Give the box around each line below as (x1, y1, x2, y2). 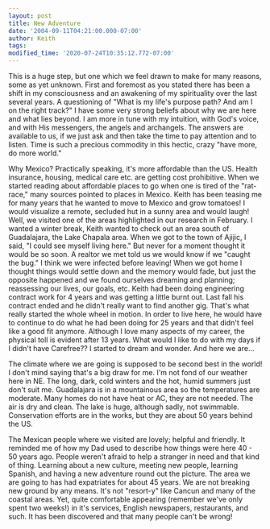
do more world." (8, 148, 62, 158)
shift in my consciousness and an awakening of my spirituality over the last (8, 89, 258, 97)
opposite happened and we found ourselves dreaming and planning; (8, 275, 235, 284)
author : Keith (8, 34, 56, 43)
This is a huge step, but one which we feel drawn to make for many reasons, (8, 72, 262, 81)
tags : (8, 42, 27, 50)
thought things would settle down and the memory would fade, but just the (8, 267, 256, 276)
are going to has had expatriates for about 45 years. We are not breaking (8, 477, 251, 487)
